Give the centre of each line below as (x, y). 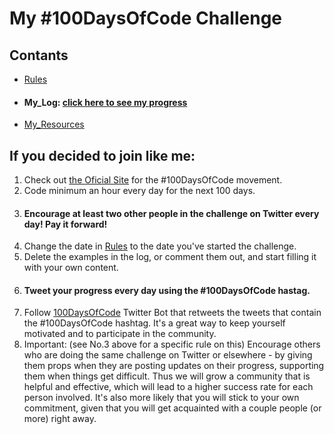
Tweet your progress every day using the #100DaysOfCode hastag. (167, 290)
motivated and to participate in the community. (120, 334)
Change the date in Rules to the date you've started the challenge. (160, 246)
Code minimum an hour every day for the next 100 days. (139, 191)
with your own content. (71, 268)
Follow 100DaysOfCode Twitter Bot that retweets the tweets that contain (172, 313)
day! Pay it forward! (65, 224)
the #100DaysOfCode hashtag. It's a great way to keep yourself (154, 323)
